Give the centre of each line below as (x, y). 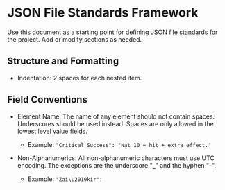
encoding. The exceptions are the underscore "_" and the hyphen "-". (117, 165)
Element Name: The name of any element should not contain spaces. (116, 116)
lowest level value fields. (52, 131)
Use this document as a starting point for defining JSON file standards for (112, 32)
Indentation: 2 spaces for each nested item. (80, 78)
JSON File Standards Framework (103, 13)
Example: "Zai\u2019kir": (65, 179)
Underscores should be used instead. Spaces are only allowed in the (115, 123)
